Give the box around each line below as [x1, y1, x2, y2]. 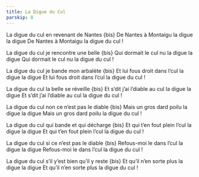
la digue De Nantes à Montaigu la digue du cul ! [6, 37, 124, 45]
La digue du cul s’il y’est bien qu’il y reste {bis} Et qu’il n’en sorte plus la [6, 157, 183, 164]
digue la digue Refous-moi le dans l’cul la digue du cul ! [6, 146, 143, 153]
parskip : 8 [6, 14, 34, 20]
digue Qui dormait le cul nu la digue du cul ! [6, 55, 114, 63]
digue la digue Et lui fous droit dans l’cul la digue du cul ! [6, 73, 145, 81]
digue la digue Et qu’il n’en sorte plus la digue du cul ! [6, 164, 138, 171]
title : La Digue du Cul [6, 8, 66, 15]
